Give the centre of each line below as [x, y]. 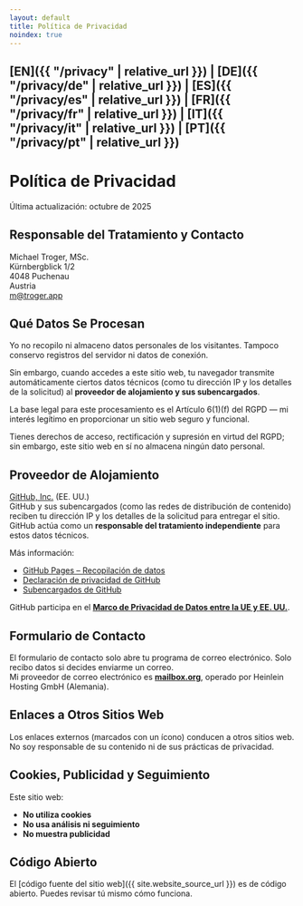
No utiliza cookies [57, 814]
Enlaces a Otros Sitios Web [87, 715]
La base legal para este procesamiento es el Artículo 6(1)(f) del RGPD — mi [149, 410]
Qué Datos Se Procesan [77, 323]
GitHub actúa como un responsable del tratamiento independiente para [145, 526]
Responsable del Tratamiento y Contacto [127, 235]
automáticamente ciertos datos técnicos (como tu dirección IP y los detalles [151, 383]
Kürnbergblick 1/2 [42, 266]
